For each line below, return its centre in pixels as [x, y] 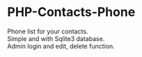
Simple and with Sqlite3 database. [56, 38]
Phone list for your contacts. [48, 31]
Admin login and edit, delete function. [61, 46]
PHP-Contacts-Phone [71, 12]
